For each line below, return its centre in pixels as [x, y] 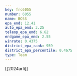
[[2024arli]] [16, 69]
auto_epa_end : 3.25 [25, 28]
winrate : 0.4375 [21, 41]
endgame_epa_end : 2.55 [28, 37]
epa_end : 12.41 [20, 23]
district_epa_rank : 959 [29, 46]
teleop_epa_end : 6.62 [27, 32]
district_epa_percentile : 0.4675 [39, 50]
